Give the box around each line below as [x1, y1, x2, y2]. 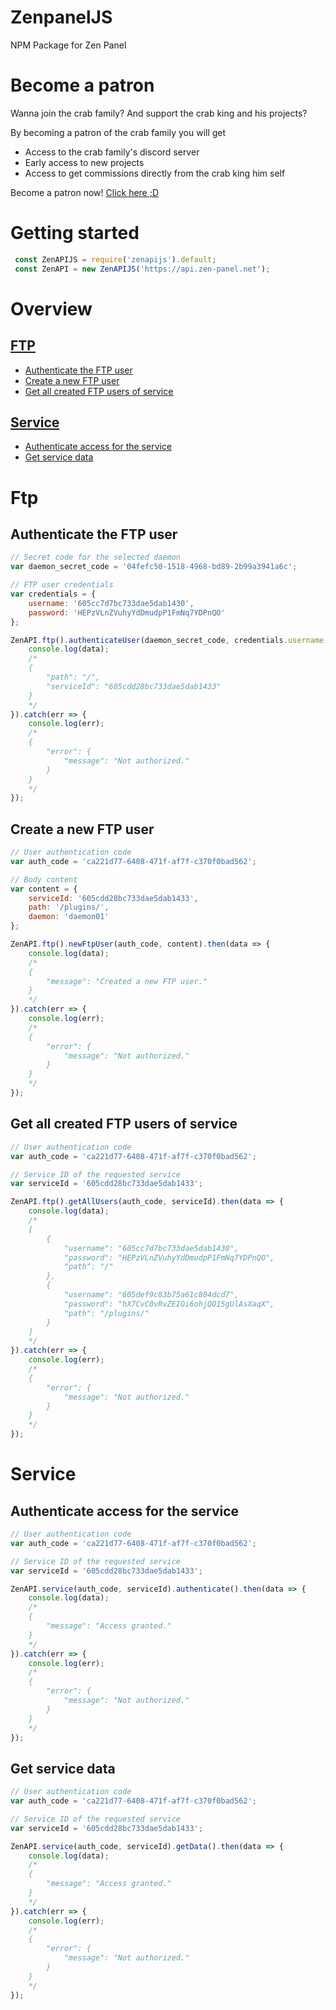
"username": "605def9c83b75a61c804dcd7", [63, 1290, 240, 1300]
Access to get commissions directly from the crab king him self [24, 167, 286, 179]
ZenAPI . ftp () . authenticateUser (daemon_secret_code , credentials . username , [10, 635, 329, 645]
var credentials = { [10, 589, 97, 599]
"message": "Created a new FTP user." [46, 976, 208, 986]
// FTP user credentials [10, 580, 114, 590]
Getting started [10, 222, 140, 245]
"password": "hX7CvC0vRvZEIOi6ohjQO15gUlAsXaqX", [63, 1299, 275, 1309]
